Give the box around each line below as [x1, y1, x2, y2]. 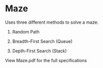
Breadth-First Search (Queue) [12, 38, 73, 44]
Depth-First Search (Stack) [12, 48, 67, 54]
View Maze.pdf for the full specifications [5, 57, 87, 63]
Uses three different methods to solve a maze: [5, 19, 99, 25]
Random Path [12, 29, 40, 34]
